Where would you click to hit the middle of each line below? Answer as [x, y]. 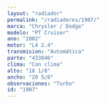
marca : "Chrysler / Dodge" [46, 26]
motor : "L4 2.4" [30, 45]
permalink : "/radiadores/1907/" [53, 20]
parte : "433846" [30, 58]
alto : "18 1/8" [29, 70]
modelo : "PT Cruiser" [38, 32]
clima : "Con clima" [35, 64]
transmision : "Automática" [46, 52]
